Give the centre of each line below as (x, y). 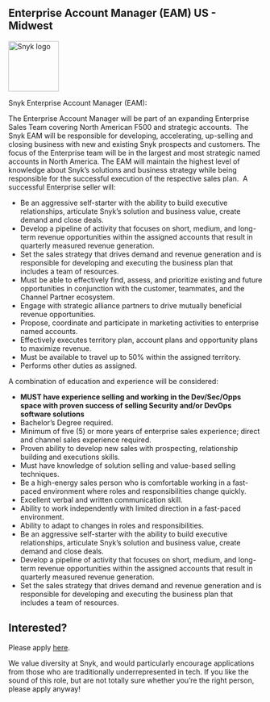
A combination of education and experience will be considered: (114, 381)
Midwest (31, 26)
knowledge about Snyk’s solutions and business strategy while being (123, 169)
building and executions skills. (70, 457)
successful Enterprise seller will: (62, 187)
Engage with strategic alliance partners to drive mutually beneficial (131, 305)
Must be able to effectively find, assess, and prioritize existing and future (141, 280)
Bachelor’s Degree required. (66, 422)
